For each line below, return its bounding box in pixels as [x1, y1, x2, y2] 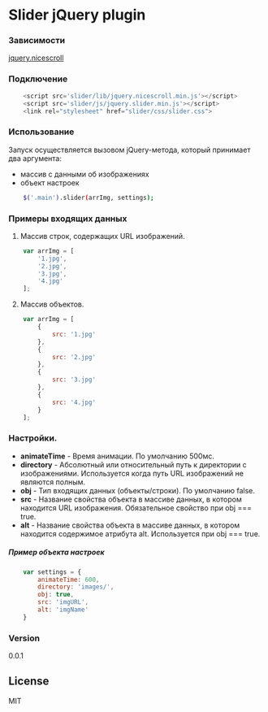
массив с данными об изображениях [19, 169, 149, 179]
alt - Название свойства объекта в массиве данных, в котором [19, 520, 240, 530]
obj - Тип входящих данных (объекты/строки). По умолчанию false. [19, 485, 256, 495]
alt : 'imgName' [37, 606, 89, 614]
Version [8, 632, 41, 644]
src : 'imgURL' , [37, 598, 89, 606]
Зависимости [8, 35, 66, 46]
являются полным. [19, 477, 86, 487]
